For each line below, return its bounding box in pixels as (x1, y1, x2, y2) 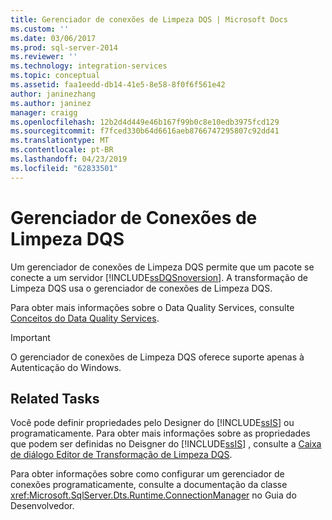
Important (10, 331, 51, 343)
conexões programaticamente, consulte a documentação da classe (10, 479, 288, 491)
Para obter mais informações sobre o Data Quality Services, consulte (10, 301, 295, 313)
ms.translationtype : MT (10, 136, 110, 146)
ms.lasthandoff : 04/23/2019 (10, 154, 128, 164)
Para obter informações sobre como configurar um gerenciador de (10, 468, 285, 480)
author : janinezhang (10, 89, 97, 99)
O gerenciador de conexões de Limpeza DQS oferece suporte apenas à (10, 351, 305, 363)
